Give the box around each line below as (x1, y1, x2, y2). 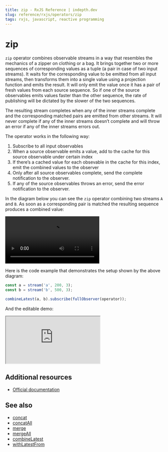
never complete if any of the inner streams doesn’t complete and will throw (5, 118, 160, 124)
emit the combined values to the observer (12, 165, 99, 171)
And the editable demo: (5, 306, 54, 312)
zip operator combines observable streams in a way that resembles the (5, 55, 153, 61)
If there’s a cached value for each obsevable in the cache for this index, (12, 159, 160, 165)
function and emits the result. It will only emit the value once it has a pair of (5, 82, 160, 88)
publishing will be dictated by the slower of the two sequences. (5, 98, 136, 104)
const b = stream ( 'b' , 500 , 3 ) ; (5, 287, 73, 292)
